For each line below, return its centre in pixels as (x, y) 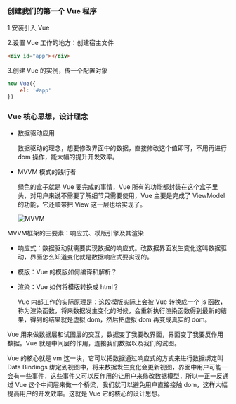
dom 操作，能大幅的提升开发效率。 (68, 157)
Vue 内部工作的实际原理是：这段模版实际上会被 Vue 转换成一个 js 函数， (122, 302)
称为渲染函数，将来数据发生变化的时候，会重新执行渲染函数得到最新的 (119, 311)
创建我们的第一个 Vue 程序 (52, 11)
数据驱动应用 (36, 133)
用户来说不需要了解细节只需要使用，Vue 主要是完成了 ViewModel (131, 196)
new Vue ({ (22, 84)
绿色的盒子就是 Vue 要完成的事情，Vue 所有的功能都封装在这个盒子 (114, 187)
